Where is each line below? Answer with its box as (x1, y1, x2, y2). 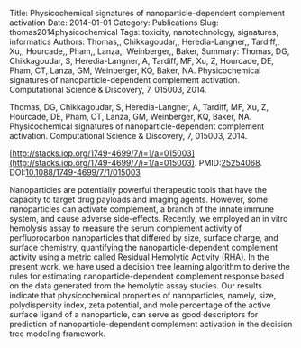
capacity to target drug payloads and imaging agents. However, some (9, 194, 269, 205)
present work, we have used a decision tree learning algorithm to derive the (9, 261, 290, 271)
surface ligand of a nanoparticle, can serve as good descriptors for (9, 309, 259, 319)
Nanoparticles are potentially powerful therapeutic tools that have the (9, 185, 268, 195)
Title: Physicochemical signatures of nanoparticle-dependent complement (9, 8, 286, 18)
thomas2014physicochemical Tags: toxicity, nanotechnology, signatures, (9, 27, 279, 37)
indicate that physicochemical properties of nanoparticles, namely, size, (9, 290, 277, 300)
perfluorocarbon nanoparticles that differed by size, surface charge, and (9, 233, 278, 243)
